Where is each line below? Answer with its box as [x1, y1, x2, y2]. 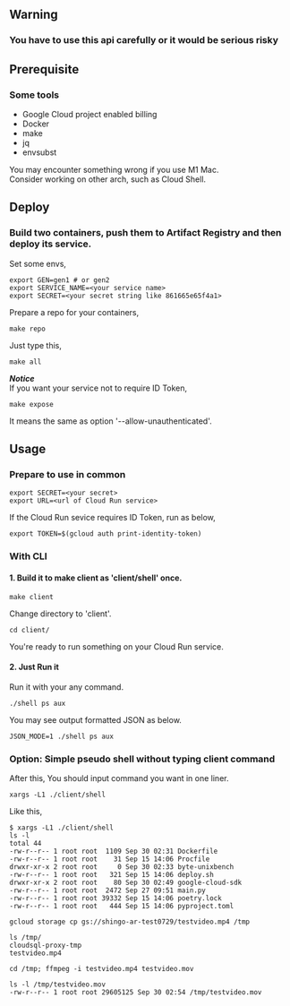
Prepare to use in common [9, 469, 126, 480]
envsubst [21, 147, 57, 158]
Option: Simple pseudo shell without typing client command [9, 752, 276, 765]
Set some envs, [9, 258, 67, 269]
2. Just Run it [9, 662, 60, 673]
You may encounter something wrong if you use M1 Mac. [9, 165, 219, 175]
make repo [9, 324, 47, 333]
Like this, [9, 806, 43, 816]
